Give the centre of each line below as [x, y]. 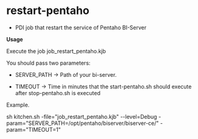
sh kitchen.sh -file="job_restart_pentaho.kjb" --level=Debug [82, 116]
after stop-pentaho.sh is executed [58, 93]
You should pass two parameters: [48, 63]
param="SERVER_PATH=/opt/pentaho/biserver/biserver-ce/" [83, 123]
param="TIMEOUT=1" [34, 129]
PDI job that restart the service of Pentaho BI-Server [81, 27]
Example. [18, 105]
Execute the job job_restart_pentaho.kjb [56, 51]
